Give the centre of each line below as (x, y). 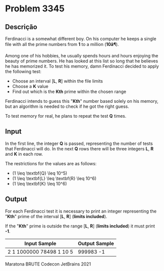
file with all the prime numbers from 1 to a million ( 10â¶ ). (62, 44)
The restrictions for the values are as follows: (51, 163)
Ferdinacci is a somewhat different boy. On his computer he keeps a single (81, 39)
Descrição (21, 27)
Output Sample (96, 243)
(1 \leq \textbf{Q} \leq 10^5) (40, 173)
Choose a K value (30, 86)
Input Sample (40, 243)
